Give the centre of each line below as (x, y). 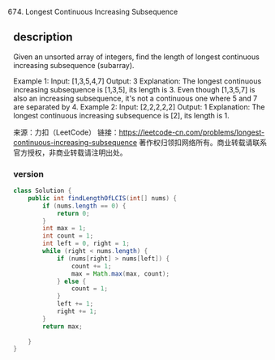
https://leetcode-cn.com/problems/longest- (192, 132)
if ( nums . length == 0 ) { (84, 206)
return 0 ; (73, 213)
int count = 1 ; (68, 236)
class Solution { (43, 191)
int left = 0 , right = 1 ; (86, 244)
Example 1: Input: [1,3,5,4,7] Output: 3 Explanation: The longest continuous (137, 81)
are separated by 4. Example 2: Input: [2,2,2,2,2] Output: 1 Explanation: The (139, 107)
